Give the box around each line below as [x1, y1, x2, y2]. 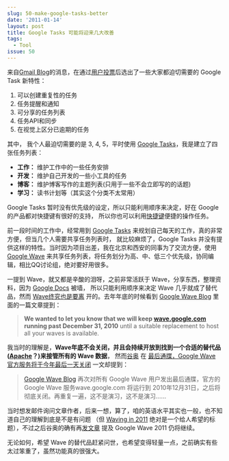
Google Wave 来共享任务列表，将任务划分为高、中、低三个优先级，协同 [7, 251, 208, 260]
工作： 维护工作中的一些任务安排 [16, 162, 109, 171]
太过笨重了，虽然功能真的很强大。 [7, 447, 103, 455]
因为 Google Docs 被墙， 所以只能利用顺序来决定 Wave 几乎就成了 [18, 284, 206, 292]
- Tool [13, 42, 32, 49]
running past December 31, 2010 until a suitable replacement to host [23, 321, 219, 329]
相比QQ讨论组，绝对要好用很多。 [18, 260, 113, 269]
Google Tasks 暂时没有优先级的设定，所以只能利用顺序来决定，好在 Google [7, 203, 219, 211]
